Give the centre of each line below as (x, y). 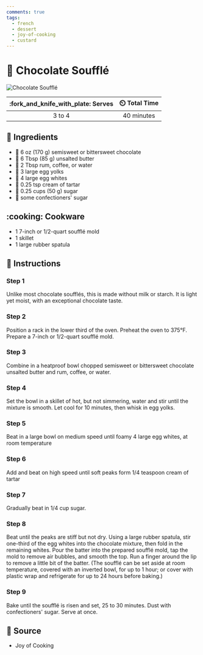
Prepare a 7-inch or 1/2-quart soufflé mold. (60, 336)
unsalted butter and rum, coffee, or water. (59, 372)
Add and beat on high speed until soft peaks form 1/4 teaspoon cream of (98, 472)
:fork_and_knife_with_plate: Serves (62, 104)
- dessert (24, 29)
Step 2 (16, 317)
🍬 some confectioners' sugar (52, 197)
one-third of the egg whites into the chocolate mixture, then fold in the (94, 544)
